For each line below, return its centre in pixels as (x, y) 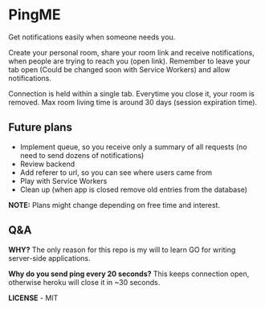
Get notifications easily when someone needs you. (92, 37)
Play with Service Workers (63, 181)
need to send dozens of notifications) (82, 155)
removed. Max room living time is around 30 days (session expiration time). (133, 102)
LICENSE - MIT (33, 298)
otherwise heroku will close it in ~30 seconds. (84, 282)
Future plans (40, 127)
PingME (35, 15)
